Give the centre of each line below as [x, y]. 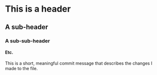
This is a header [38, 9]
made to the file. [21, 68]
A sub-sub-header [28, 41]
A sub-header [27, 27]
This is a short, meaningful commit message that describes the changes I [79, 63]
